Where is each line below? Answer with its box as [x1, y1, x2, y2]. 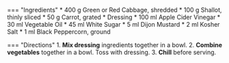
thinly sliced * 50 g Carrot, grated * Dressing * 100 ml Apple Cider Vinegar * [7, 13, 221, 21]
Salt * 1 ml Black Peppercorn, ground [7, 27, 111, 36]
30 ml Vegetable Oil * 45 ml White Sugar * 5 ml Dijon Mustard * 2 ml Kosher [7, 21, 220, 28]
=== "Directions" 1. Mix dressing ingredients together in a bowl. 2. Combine [7, 41, 223, 49]
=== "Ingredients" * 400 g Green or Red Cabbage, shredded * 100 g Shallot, [7, 6, 222, 14]
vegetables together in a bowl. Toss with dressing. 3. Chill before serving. [7, 48, 217, 56]
